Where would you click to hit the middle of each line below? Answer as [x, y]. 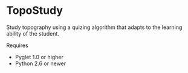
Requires [17, 45]
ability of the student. [33, 33]
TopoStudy [35, 11]
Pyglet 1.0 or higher [39, 57]
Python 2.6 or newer [41, 63]
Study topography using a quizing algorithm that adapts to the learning [94, 27]
